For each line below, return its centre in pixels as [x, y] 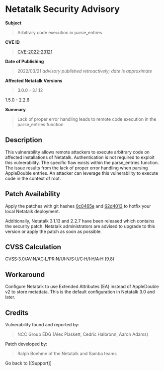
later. [10, 297]
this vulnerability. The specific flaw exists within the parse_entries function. [82, 162]
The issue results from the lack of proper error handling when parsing [77, 168]
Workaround [25, 274]
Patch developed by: [26, 344]
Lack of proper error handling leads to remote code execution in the [87, 119]
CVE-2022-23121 [35, 52]
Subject [13, 23]
